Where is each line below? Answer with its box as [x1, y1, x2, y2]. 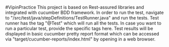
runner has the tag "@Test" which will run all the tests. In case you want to [5, 20, 162, 26]
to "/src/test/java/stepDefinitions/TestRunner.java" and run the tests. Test [5, 15, 159, 20]
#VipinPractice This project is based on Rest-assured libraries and [5, 4, 144, 10]
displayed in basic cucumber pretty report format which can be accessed [5, 31, 159, 36]
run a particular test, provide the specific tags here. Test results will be [5, 25, 154, 31]
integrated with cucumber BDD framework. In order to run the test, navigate [5, 9, 164, 15]
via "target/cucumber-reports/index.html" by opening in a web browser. [5, 36, 156, 42]
